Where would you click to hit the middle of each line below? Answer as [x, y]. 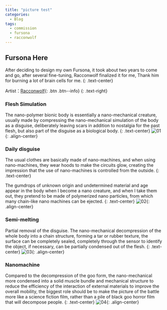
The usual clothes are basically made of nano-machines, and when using [80, 160]
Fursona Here [27, 58]
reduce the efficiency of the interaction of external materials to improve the [82, 286]
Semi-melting [22, 220]
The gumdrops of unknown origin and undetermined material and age [77, 186]
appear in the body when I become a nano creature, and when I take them [81, 191]
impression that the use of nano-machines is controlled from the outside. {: [82, 171]
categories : [17, 14]
